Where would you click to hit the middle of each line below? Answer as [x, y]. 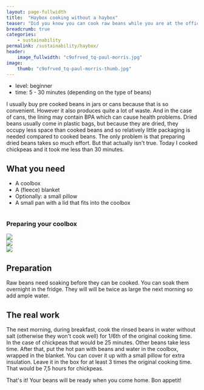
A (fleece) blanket [37, 190]
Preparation [29, 268]
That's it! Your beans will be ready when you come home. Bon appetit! [94, 380]
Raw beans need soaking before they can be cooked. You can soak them [98, 283]
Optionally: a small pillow [46, 196]
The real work [33, 315]
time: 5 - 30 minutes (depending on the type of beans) [83, 93]
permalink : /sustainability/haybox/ [53, 46]
